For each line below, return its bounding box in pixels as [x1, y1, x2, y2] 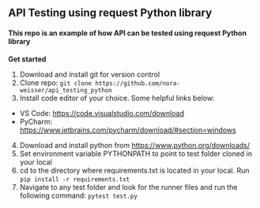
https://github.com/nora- [94, 79, 180, 87]
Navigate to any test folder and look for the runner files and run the [19, 182, 238, 191]
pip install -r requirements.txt [19, 175, 130, 184]
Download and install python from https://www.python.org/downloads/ [19, 140, 251, 150]
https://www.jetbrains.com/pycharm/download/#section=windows [19, 125, 236, 135]
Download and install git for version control [19, 69, 160, 79]
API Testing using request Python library [8, 6, 213, 20]
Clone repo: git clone [19, 78, 92, 87]
